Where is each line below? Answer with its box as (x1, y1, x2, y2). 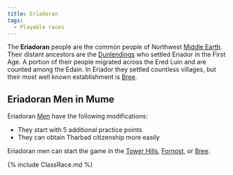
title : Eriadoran (7, 10, 59, 18)
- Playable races (13, 23, 65, 30)
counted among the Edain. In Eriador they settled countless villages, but (7, 65, 217, 74)
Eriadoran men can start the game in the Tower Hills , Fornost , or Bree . (7, 147, 210, 155)
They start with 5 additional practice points (17, 126, 143, 134)
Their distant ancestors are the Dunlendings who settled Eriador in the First (7, 50, 226, 59)
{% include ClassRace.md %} (7, 160, 93, 169)
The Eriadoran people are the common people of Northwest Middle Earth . (7, 43, 222, 52)
